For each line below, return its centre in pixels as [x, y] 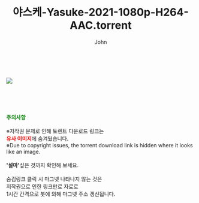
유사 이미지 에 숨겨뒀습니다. [37, 138]
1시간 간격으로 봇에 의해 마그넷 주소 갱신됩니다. [61, 194]
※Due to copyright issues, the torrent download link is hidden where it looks [99, 145]
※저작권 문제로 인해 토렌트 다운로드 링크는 [55, 131]
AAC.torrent [101, 25]
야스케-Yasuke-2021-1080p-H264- [101, 12]
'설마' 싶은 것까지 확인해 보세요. [43, 165]
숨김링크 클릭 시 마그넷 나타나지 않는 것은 [54, 179]
